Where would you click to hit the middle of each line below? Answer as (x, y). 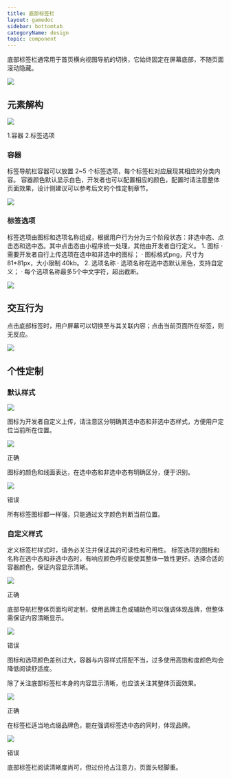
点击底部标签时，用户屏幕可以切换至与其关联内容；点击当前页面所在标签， (112, 326)
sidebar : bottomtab (35, 26)
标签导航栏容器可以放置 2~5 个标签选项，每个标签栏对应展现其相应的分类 (111, 171)
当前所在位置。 (34, 430)
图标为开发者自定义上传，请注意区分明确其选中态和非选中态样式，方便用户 (112, 422)
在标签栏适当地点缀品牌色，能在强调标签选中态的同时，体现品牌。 (100, 725)
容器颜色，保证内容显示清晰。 (49, 567)
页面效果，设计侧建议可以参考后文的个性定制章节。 (79, 188)
